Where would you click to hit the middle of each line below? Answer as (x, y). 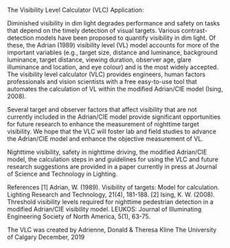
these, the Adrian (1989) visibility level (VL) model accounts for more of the (113, 45)
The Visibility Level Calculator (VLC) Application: (76, 10)
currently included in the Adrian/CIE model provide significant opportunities (114, 117)
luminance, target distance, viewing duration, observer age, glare (99, 60)
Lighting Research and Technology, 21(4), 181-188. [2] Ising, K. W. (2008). (111, 194)
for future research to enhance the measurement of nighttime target (103, 124)
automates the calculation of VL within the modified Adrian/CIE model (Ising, (115, 89)
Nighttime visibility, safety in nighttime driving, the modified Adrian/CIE (107, 152)
